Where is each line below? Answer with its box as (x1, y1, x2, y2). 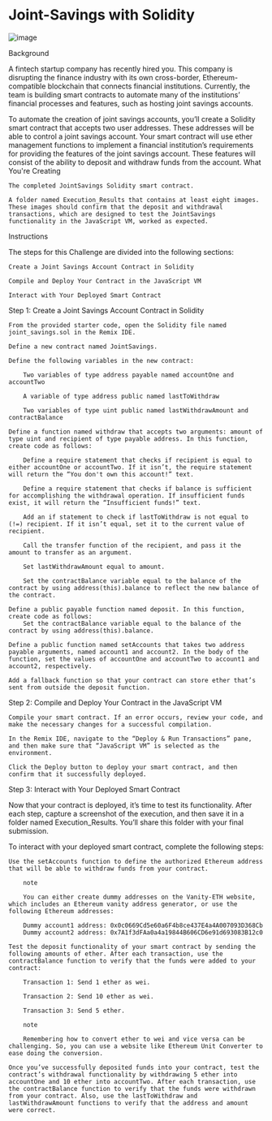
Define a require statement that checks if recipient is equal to (23, 456, 253, 464)
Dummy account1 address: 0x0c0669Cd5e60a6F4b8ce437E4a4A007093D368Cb (23, 921, 264, 929)
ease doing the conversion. (8, 1049, 104, 1057)
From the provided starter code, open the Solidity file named (8, 321, 227, 330)
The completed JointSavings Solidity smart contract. (8, 181, 195, 190)
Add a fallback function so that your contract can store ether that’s (8, 676, 256, 684)
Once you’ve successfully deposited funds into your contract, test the (8, 1063, 260, 1071)
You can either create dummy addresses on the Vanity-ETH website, (23, 893, 256, 901)
